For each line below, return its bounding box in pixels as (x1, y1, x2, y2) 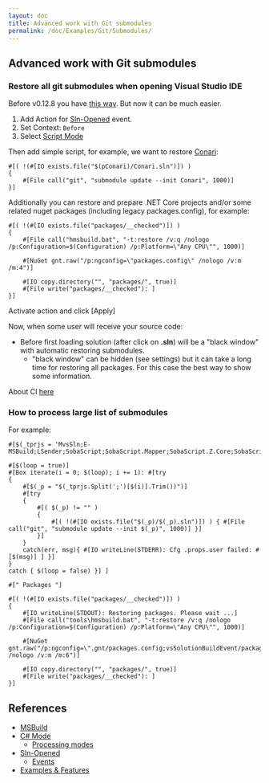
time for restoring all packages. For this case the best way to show (31, 363, 252, 373)
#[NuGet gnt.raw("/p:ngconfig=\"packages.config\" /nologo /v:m (22, 257, 242, 265)
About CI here (8, 387, 54, 397)
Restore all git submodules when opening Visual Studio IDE (8, 80, 243, 92)
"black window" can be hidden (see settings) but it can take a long (31, 354, 252, 364)
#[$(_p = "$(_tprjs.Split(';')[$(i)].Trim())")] (22, 483, 188, 491)
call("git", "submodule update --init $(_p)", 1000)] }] (8, 525, 203, 533)
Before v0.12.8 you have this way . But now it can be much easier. (8, 99, 222, 108)
